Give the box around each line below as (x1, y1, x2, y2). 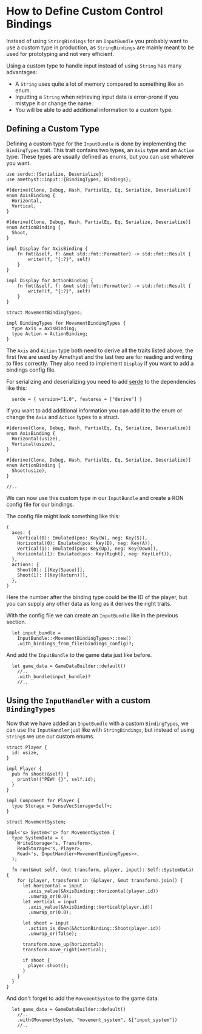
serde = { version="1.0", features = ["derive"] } (12, 396, 143, 402)
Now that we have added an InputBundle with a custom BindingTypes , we (6, 720, 189, 727)
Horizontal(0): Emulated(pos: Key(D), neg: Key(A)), (17, 540, 153, 546)
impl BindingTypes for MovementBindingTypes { (6, 320, 126, 326)
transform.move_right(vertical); (22, 946, 107, 952)
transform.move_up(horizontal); (22, 941, 104, 947)
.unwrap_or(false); (28, 931, 78, 937)
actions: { (12, 561, 39, 567)
